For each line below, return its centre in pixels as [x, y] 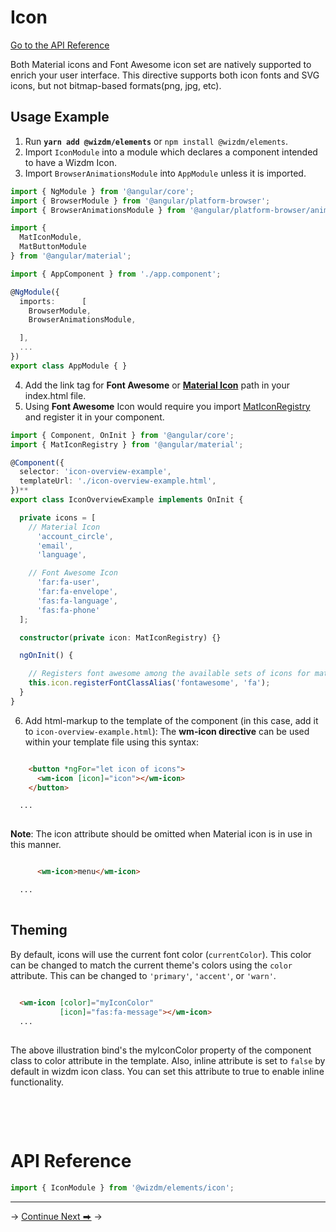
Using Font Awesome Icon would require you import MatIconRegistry [167, 406]
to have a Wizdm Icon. [70, 162]
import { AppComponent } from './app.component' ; [116, 274]
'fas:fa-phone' [68, 610]
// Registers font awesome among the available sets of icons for [169, 674]
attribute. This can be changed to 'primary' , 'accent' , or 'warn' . [143, 975]
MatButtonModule [53, 247]
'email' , [55, 546]
